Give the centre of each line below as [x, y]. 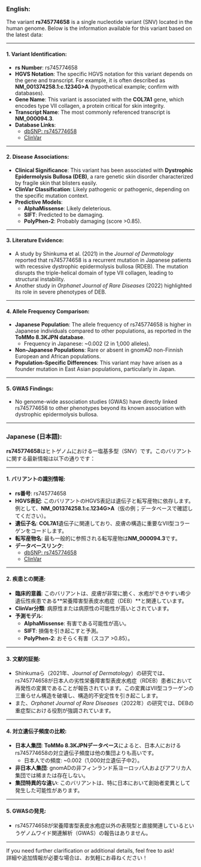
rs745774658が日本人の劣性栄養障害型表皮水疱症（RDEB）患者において [103, 681]
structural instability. [40, 279]
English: [19, 9]
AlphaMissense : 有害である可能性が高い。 [77, 623]
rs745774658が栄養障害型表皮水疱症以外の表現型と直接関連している [99, 825]
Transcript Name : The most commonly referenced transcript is [92, 112]
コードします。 [49, 531]
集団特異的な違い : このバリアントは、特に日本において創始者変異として [103, 783]
